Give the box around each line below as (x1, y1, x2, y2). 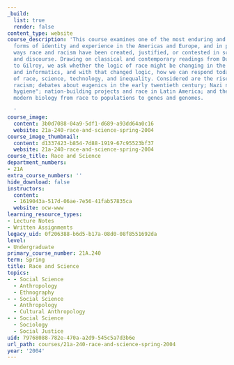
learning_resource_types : (7, 211, 82, 218)
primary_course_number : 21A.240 (7, 250, 101, 257)
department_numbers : (7, 159, 68, 166)
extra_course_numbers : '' (7, 172, 82, 179)
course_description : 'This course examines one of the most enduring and (7, 36, 226, 43)
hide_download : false (7, 179, 70, 186)
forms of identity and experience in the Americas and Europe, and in (13, 43, 223, 50)
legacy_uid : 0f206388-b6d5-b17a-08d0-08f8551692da (7, 230, 157, 237)
